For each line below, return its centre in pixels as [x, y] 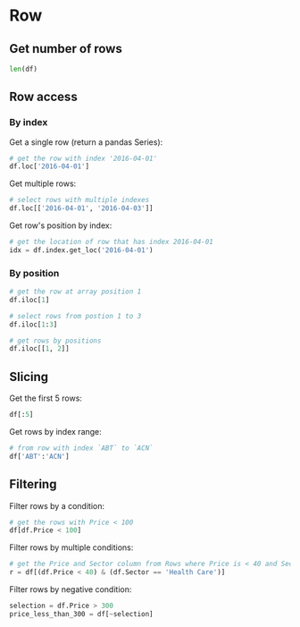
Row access [43, 97]
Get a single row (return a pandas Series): [86, 142]
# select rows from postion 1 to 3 [75, 316]
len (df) [24, 69]
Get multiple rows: [43, 183]
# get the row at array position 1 [75, 292]
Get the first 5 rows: [46, 398]
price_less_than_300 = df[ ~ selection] [81, 614]
